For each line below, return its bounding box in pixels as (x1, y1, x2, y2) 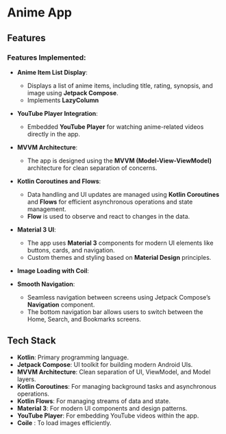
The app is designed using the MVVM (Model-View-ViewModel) (27, 156, 212, 165)
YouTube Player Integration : (16, 109, 98, 117)
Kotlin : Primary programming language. (16, 353, 129, 361)
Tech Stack (7, 335, 56, 347)
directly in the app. (27, 130, 81, 138)
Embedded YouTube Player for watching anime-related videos (27, 122, 204, 131)
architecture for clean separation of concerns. (27, 163, 158, 172)
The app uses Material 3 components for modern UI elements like (27, 239, 214, 247)
